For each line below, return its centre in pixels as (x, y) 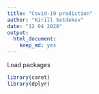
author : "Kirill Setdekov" (45, 20)
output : (18, 33)
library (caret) (29, 78)
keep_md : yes (38, 45)
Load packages (29, 65)
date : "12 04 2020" (35, 26)
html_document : (35, 39)
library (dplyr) (29, 84)
